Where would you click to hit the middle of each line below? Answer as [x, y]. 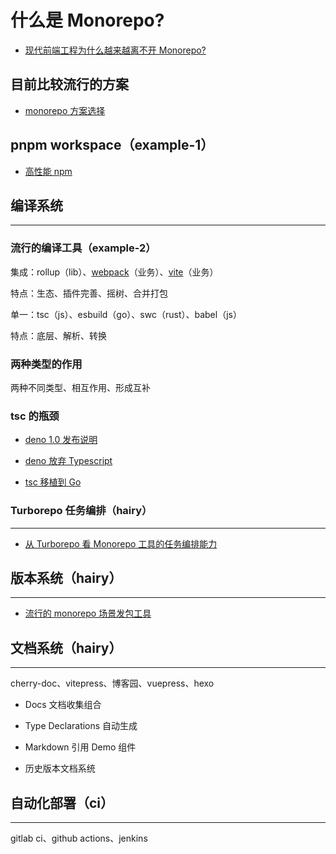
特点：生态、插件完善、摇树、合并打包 [89, 293]
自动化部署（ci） [62, 802]
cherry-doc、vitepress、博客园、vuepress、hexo [112, 683]
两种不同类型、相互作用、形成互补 [80, 387]
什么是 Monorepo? [87, 20]
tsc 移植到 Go [53, 482]
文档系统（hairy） [66, 647]
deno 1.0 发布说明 [61, 440]
